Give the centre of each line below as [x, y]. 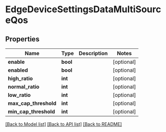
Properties [22, 39]
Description [93, 53]
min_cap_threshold [31, 112]
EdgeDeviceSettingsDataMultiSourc [83, 9]
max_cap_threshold [32, 103]
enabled [18, 70]
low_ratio [19, 95]
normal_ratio [24, 87]
